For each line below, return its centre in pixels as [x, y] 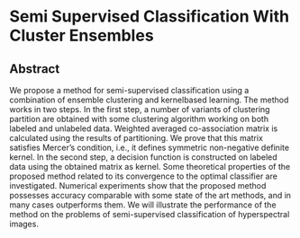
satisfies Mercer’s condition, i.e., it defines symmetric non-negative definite [150, 147]
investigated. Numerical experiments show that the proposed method [138, 185]
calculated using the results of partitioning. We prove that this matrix [136, 138]
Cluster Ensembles [82, 35]
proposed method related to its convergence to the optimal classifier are [143, 176]
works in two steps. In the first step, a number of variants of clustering [140, 109]
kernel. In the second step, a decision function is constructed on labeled [143, 157]
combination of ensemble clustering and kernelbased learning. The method [149, 100]
